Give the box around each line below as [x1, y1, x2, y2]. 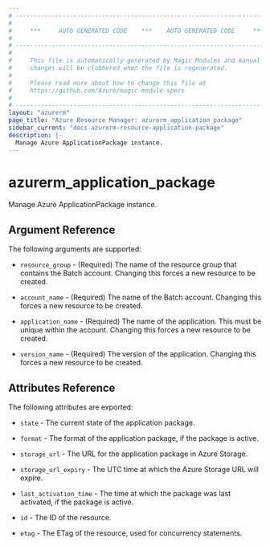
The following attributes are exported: [8, 402, 133, 412]
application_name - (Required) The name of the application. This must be [19, 316, 262, 326]
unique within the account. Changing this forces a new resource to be [19, 325, 252, 335]
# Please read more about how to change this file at [8, 79, 207, 87]
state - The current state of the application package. [19, 418, 195, 428]
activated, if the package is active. [19, 497, 134, 507]
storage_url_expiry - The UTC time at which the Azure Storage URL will [19, 465, 259, 475]
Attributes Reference [8, 381, 116, 394]
